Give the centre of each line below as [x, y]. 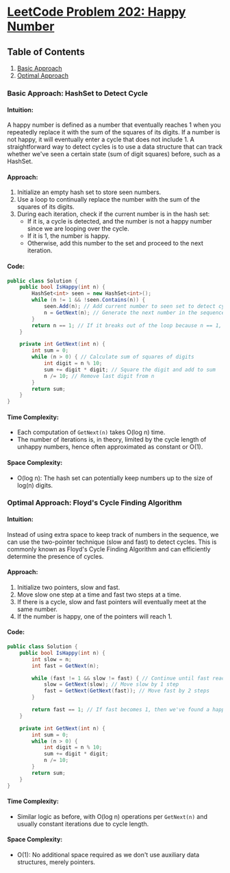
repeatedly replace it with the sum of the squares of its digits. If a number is [114, 132]
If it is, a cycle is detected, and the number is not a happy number [119, 222]
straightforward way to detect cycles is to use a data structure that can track [115, 147]
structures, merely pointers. [56, 862]
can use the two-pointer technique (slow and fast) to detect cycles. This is [112, 542]
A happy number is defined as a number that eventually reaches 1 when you [114, 125]
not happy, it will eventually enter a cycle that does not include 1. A [101, 140]
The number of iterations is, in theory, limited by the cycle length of [112, 440]
